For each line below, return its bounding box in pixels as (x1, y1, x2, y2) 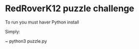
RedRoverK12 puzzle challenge (5, 3, 135, 14)
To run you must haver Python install (5, 19, 80, 25)
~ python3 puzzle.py (5, 38, 47, 44)
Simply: (5, 28, 21, 34)
